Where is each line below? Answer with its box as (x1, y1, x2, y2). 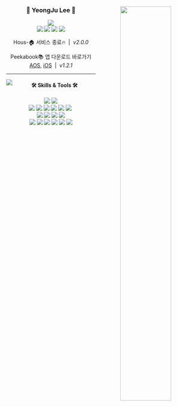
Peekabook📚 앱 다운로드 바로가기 (10, 53, 91, 60)
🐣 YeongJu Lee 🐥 (26, 6, 76, 14)
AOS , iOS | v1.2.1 (29, 62, 73, 69)
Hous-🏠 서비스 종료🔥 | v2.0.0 (13, 39, 89, 46)
